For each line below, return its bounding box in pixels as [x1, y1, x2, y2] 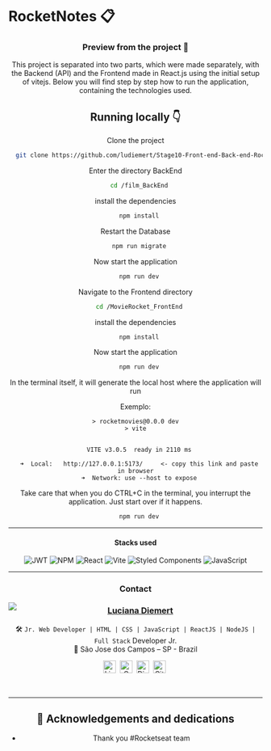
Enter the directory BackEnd [88, 166, 183, 175]
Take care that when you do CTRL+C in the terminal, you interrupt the [19, 488, 252, 498]
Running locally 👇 [90, 110, 181, 124]
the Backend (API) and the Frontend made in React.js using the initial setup [10, 69, 261, 78]
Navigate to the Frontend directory [77, 287, 194, 297]
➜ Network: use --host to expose [81, 475, 198, 483]
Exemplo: [119, 402, 152, 411]
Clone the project [106, 136, 165, 146]
